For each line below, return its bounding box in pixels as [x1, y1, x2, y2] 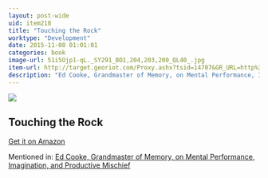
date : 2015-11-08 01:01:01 [8, 42, 98, 49]
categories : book [8, 49, 66, 57]
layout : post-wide [8, 11, 69, 20]
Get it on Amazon [8, 136, 65, 146]
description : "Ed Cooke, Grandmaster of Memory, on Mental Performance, [8, 71, 255, 79]
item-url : [8, 64, 41, 72]
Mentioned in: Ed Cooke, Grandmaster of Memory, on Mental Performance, [8, 152, 255, 162]
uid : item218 [8, 19, 52, 27]
